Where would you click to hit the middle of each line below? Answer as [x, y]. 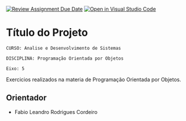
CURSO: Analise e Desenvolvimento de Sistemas [64, 48]
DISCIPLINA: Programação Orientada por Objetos [65, 58]
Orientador [26, 98]
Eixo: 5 [15, 68]
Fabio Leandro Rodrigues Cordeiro [56, 112]
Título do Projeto [47, 33]
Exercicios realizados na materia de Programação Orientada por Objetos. [94, 79]
